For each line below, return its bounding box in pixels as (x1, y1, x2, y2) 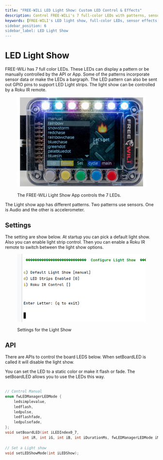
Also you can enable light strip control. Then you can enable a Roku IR (5, 239, 146, 245)
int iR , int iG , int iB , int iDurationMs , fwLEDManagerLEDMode (22, 435, 153, 440)
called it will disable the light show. (5, 359, 74, 365)
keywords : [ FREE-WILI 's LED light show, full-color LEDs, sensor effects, (5, 18, 160, 23)
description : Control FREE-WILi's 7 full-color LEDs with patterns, (5, 13, 147, 18)
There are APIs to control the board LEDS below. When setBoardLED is (5, 354, 147, 360)
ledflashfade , (14, 415, 42, 420)
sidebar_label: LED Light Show (5, 28, 68, 34)
